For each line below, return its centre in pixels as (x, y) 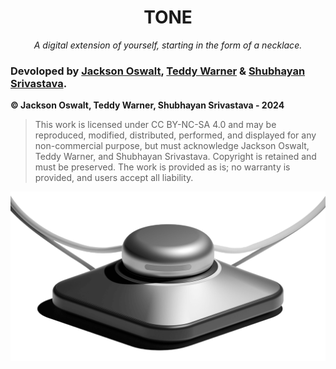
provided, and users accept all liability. (114, 178)
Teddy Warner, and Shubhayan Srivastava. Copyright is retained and (175, 157)
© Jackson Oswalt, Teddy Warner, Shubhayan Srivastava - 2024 (147, 105)
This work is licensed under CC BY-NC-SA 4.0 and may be (155, 125)
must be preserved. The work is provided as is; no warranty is (162, 167)
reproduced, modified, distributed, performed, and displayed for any (175, 135)
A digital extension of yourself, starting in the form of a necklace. (168, 45)
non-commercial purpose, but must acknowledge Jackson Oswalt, (172, 146)
